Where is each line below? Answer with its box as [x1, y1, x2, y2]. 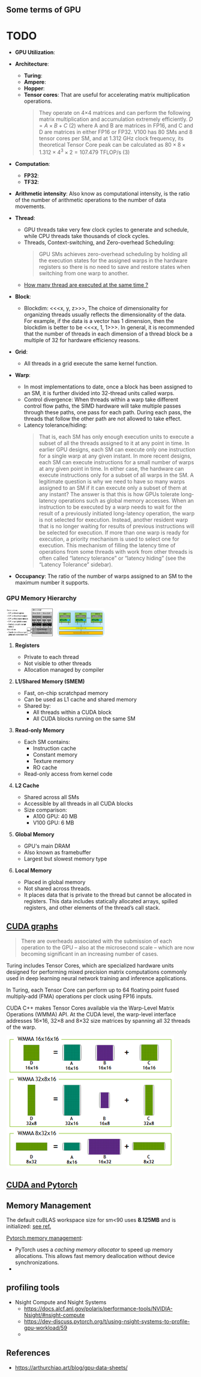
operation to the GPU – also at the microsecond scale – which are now [20, 943, 195, 951]
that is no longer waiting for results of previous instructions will [38, 523, 195, 530]
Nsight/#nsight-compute [23, 1311, 85, 1319]
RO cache [32, 764, 58, 771]
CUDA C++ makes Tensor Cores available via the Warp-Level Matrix [6, 1004, 175, 1011]
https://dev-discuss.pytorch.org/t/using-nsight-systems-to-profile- [23, 1317, 190, 1325]
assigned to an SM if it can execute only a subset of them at [38, 484, 187, 491]
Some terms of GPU [6, 5, 81, 15]
